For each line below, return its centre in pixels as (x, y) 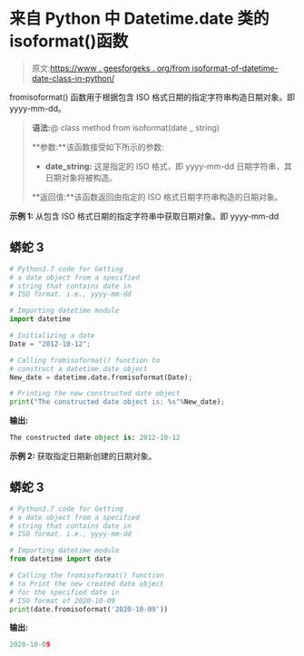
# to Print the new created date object (87, 583)
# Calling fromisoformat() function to (85, 360)
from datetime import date (60, 559)
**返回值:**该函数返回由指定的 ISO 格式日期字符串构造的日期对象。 (157, 197)
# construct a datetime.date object (78, 368)
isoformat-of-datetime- (235, 68)
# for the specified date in (64, 592)
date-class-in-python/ (73, 78)
